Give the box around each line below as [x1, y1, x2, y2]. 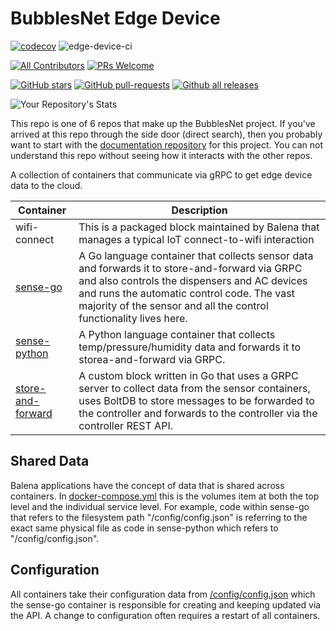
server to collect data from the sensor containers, [78, 381, 311, 395]
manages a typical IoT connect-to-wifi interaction [78, 232, 315, 246]
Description [171, 203, 228, 217]
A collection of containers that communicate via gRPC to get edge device [10, 168, 313, 181]
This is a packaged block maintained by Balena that [78, 220, 320, 234]
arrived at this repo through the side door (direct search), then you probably [10, 128, 323, 140]
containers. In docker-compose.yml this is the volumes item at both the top [10, 490, 320, 502]
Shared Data [10, 453, 90, 470]
